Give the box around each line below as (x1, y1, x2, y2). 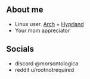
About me (6, 5, 44, 15)
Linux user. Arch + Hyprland (14, 20, 85, 27)
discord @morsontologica (14, 59, 79, 67)
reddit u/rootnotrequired (14, 66, 75, 73)
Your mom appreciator (14, 27, 70, 34)
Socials (6, 44, 35, 54)
